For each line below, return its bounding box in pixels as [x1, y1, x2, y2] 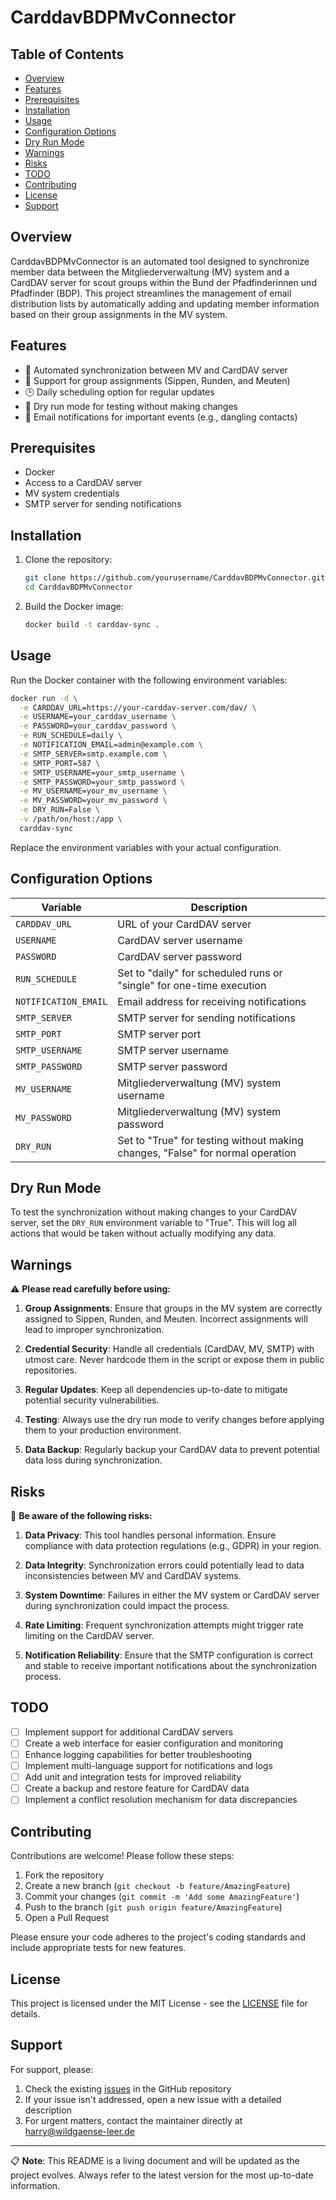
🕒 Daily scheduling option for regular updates [24, 386, 215, 398]
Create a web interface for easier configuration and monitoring [24, 1737, 284, 1749]
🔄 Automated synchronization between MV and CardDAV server [24, 364, 288, 376]
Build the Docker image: [24, 601, 125, 612]
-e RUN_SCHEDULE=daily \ [19, 731, 123, 741]
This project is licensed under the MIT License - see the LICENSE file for [10, 1997, 308, 2009]
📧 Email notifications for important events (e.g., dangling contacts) [24, 411, 298, 423]
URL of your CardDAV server [117, 917, 252, 931]
